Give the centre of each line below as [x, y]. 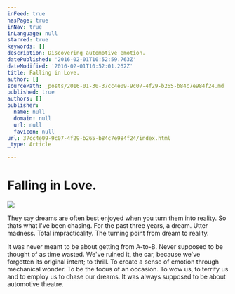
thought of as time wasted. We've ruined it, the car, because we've [104, 255]
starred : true [28, 40]
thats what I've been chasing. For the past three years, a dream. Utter [108, 226]
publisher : [23, 106]
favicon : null [34, 132]
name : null [29, 112]
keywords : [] [26, 46]
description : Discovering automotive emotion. [76, 53]
